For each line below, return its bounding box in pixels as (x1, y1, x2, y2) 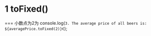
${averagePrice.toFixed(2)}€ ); (4, 25, 68, 31)
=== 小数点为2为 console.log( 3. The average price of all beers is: (4, 20, 147, 26)
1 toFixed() (4, 3, 48, 15)
